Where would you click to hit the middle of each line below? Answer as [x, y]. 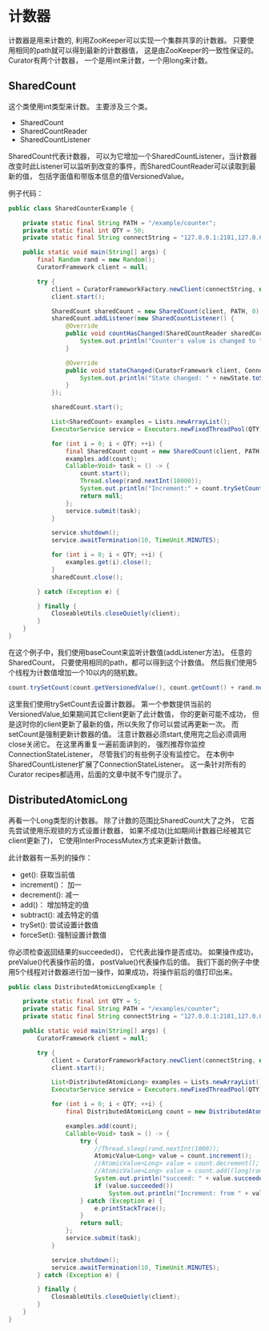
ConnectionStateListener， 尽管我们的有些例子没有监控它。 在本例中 [121, 754]
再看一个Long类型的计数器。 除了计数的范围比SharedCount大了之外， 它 [128, 820]
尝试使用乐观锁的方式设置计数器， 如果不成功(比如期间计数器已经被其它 [133, 830]
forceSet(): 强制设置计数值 [63, 934]
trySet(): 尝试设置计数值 [59, 925]
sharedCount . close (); [87, 577]
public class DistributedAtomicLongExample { [85, 987]
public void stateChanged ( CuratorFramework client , [153, 370]
